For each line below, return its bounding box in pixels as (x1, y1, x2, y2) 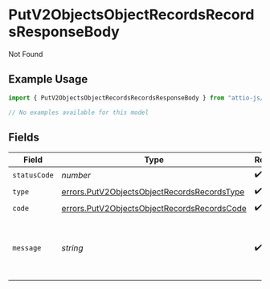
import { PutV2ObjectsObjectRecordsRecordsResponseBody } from (8, 94, 225, 102)
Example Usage (8, 72, 88, 86)
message (12, 243, 42, 253)
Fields (8, 130, 40, 144)
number (61, 169, 91, 181)
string (61, 242, 84, 254)
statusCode (12, 170, 54, 180)
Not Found (8, 49, 43, 59)
